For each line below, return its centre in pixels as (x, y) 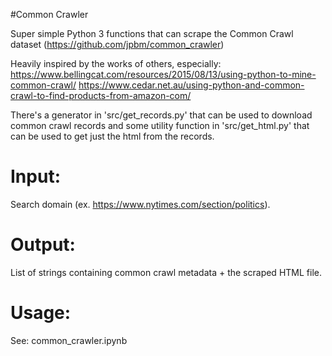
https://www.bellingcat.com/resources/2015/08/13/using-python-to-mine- (163, 74)
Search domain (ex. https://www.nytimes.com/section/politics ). (140, 204)
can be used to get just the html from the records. (112, 136)
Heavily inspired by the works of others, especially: (116, 63)
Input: (35, 176)
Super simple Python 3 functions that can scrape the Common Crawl (152, 33)
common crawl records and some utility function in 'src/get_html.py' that (160, 125)
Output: (43, 245)
